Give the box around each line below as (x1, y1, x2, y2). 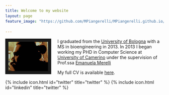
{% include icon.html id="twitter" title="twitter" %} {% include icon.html (5, 79, 154, 85)
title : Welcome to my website (5, 8, 69, 13)
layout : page (5, 13, 33, 19)
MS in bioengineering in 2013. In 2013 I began (57, 44, 152, 50)
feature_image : (5, 19, 37, 24)
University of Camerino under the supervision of (57, 54, 157, 60)
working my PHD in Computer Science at (57, 49, 142, 55)
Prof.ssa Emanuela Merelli (57, 60, 111, 66)
